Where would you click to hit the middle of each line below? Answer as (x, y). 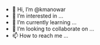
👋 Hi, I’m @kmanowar (39, 9)
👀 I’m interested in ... (38, 16)
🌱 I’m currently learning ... (44, 22)
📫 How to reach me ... (40, 36)
